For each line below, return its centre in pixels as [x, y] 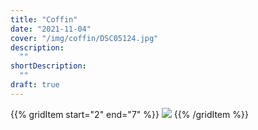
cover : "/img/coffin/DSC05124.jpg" [84, 38]
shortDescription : [48, 66]
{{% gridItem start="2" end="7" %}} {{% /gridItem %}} [129, 114]
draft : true [35, 85]
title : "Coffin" [44, 19]
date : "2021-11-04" [51, 29]
